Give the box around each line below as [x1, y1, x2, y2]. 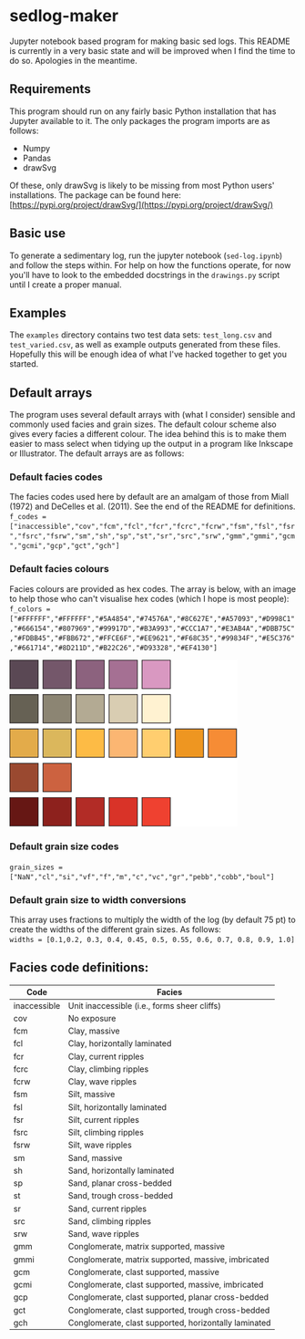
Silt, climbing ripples [67, 1127, 144, 1138]
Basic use [9, 225, 66, 242]
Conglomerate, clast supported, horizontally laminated [67, 1317, 271, 1328]
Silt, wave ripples [67, 1139, 132, 1150]
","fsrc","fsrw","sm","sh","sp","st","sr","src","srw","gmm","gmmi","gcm [9, 532, 296, 541]
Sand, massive [67, 1152, 123, 1163]
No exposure [67, 1012, 117, 1023]
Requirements [9, 81, 91, 97]
